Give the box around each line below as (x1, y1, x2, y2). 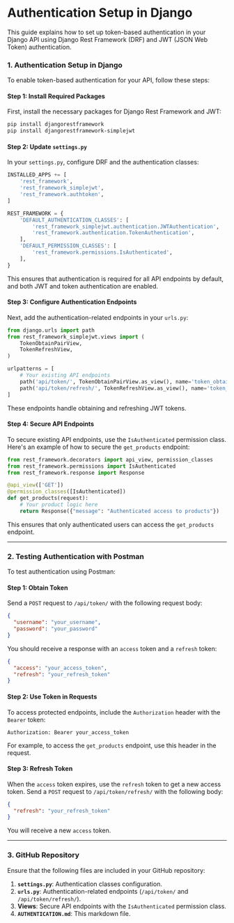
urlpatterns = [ (7, 365, 54, 372)
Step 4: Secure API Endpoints (7, 420, 95, 428)
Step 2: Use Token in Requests (7, 692, 97, 701)
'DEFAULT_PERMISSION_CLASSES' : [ (19, 243, 117, 250)
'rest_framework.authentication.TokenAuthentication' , (32, 229, 195, 236)
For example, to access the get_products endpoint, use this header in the (7, 741, 217, 749)
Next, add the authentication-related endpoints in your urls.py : (7, 313, 189, 321)
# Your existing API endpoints (19, 372, 111, 379)
